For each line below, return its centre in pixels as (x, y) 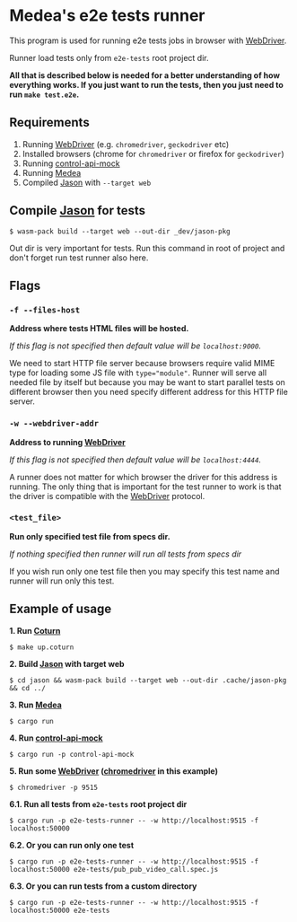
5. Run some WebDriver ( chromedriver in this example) (114, 771)
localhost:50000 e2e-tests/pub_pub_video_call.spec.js (114, 869)
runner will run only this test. (62, 581)
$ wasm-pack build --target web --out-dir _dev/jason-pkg (120, 231)
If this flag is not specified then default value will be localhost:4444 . (135, 460)
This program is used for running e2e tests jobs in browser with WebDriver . (148, 40)
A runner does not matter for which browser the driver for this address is (144, 477)
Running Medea (52, 172)
